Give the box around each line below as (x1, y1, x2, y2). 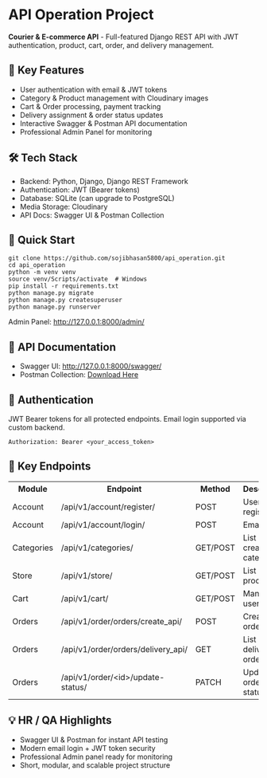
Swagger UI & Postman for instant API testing (19, 735, 168, 745)
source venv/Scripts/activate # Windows (8, 275, 148, 284)
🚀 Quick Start (8, 233, 75, 246)
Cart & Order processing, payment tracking (19, 101, 161, 111)
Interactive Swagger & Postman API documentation (19, 118, 188, 128)
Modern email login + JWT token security (19, 743, 157, 752)
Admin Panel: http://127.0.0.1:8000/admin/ (8, 317, 145, 327)
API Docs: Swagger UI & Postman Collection (19, 210, 164, 220)
